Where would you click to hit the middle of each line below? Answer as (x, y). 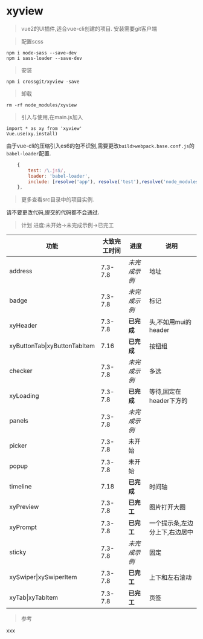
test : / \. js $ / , (47, 170)
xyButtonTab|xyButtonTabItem (52, 346)
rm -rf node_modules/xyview (42, 105)
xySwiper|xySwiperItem (43, 577)
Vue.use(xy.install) (32, 134)
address (21, 271)
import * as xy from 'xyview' (44, 128)
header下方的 (168, 401)
